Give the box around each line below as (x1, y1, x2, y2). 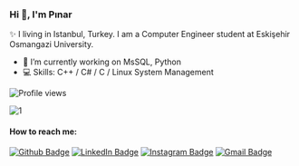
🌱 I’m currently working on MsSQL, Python (22, 56, 182, 67)
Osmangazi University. (9, 39, 94, 50)
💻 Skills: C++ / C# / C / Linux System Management (22, 67, 215, 78)
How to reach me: (9, 126, 77, 137)
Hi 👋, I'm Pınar (9, 8, 72, 21)
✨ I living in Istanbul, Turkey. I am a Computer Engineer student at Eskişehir (9, 29, 291, 40)
